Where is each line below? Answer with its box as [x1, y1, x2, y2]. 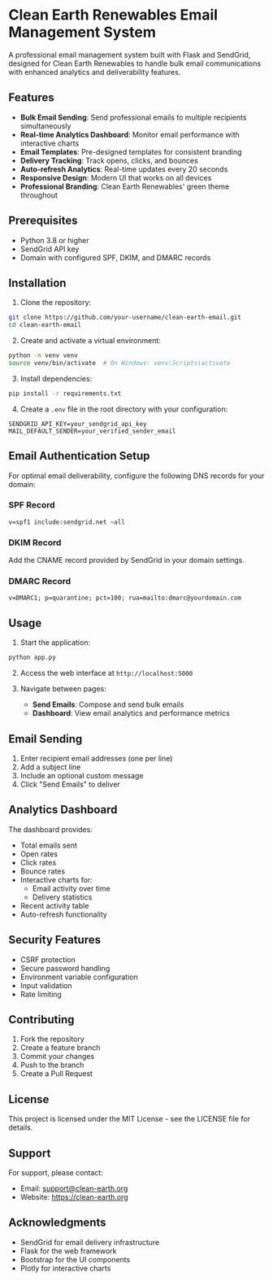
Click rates [19, 857, 57, 867]
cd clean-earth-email [8, 321, 82, 329]
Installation [8, 276, 67, 290]
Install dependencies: [19, 373, 93, 383]
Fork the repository [19, 1035, 85, 1044]
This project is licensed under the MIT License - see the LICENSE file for [8, 1114, 250, 1124]
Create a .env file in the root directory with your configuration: [19, 404, 228, 414]
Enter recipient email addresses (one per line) [19, 753, 173, 763]
